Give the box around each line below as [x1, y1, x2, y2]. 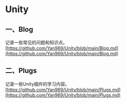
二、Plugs [5, 66, 37, 75]
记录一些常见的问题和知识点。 [5, 40, 67, 45]
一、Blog [5, 25, 33, 33]
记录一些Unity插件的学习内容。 [5, 81, 70, 87]
